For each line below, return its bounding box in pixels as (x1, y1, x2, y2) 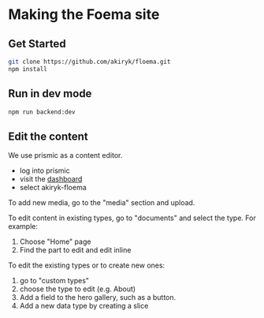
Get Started (8, 37, 66, 51)
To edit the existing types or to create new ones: (8, 260, 165, 270)
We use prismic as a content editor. (8, 151, 123, 160)
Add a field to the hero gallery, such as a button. (19, 293, 177, 302)
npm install (8, 65, 47, 73)
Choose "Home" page (19, 237, 91, 246)
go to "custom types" (19, 276, 89, 286)
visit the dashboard (19, 174, 83, 184)
